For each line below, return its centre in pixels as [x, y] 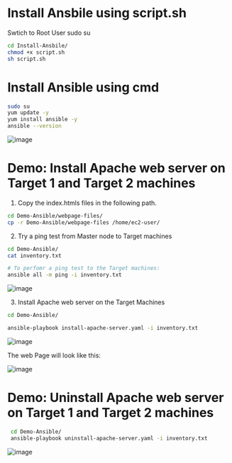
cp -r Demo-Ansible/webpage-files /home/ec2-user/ [84, 222]
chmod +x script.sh [36, 52]
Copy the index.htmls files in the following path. [87, 203]
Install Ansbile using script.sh [97, 13]
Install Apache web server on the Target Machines [91, 302]
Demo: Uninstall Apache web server [116, 398]
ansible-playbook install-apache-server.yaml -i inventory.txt [103, 328]
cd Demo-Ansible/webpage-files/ [55, 216]
